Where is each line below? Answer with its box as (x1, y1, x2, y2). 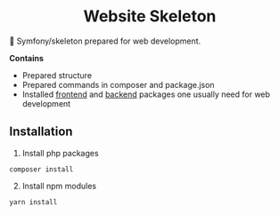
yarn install (9, 197, 58, 206)
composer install (9, 164, 74, 174)
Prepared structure (21, 69, 92, 81)
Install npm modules (21, 180, 96, 191)
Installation (9, 124, 73, 139)
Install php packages (21, 147, 100, 158)
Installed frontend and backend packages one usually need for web (21, 89, 270, 100)
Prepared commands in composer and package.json (21, 79, 216, 90)
